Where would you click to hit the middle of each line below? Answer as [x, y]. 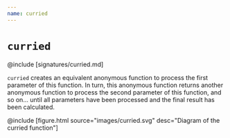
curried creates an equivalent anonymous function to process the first [108, 77]
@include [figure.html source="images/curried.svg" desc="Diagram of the [114, 120]
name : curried [28, 13]
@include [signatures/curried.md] [55, 64]
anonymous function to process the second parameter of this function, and [114, 92]
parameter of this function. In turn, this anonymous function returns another [115, 85]
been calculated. [31, 107]
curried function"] [33, 128]
